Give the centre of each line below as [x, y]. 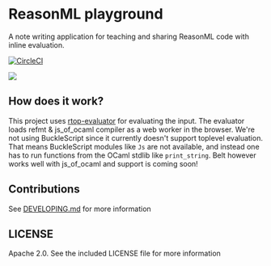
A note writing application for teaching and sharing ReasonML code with [129, 36]
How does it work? [56, 101]
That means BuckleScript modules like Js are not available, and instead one [134, 146]
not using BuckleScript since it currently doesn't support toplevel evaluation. [135, 137]
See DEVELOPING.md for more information [80, 209]
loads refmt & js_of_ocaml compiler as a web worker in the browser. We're [131, 129]
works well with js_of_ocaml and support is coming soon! [103, 163]
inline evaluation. [36, 44]
